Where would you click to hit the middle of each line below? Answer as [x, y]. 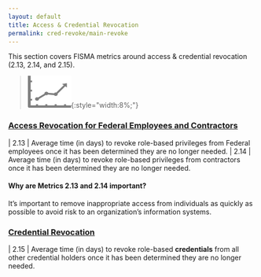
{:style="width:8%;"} [105, 105]
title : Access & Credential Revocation [74, 25]
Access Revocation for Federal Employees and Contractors [123, 126]
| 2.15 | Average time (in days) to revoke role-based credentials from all [124, 249]
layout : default [35, 17]
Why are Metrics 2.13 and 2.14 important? [77, 186]
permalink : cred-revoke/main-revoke [68, 33]
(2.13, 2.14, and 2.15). [42, 65]
